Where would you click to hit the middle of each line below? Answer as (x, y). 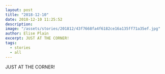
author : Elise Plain (27, 33)
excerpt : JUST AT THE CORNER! (37, 39)
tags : (11, 43)
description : (19, 24)
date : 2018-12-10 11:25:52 (34, 19)
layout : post (19, 10)
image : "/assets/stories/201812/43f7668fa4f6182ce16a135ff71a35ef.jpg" (83, 29)
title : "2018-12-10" (27, 15)
